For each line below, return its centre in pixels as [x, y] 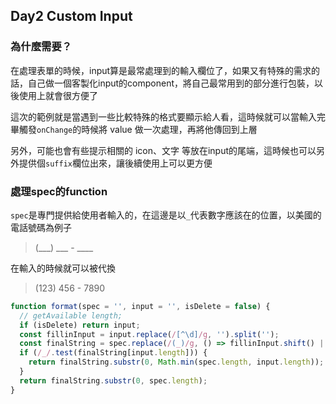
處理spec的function [59, 191]
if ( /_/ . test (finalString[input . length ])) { [113, 353]
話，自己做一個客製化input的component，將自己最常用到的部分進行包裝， [162, 83]
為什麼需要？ [41, 47]
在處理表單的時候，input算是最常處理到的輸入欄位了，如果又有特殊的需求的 [165, 70]
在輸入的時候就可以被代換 [63, 268]
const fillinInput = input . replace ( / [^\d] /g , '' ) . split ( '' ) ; [149, 334]
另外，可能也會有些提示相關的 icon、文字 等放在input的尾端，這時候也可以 [163, 150]
